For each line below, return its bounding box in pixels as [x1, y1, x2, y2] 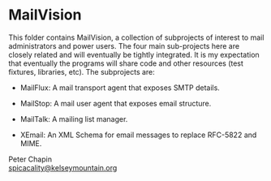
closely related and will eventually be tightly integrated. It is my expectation [8, 50, 260, 59]
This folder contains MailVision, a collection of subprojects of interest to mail [8, 32, 265, 42]
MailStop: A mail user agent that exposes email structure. [19, 98, 212, 108]
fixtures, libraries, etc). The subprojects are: [8, 67, 156, 76]
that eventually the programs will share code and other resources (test [8, 58, 243, 68]
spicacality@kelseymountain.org [8, 162, 118, 172]
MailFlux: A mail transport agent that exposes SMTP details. [19, 83, 221, 93]
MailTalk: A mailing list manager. [19, 114, 128, 123]
